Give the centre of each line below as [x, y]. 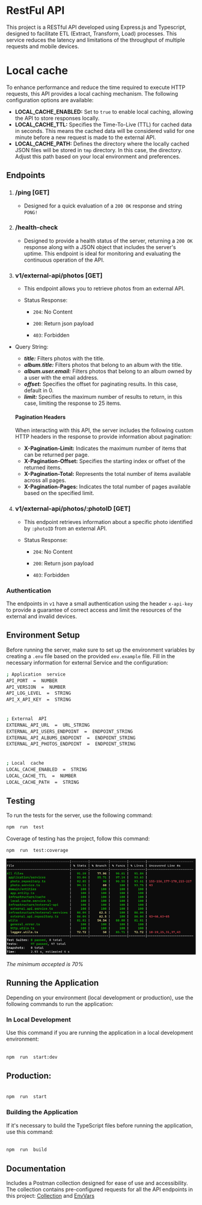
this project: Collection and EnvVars [50, 1196]
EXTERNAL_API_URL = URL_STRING [48, 725]
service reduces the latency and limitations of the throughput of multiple [96, 40]
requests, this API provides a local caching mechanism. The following [92, 93]
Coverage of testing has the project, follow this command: [78, 839]
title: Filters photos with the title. [64, 359]
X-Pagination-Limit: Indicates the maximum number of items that [105, 448]
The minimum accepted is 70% [45, 964]
